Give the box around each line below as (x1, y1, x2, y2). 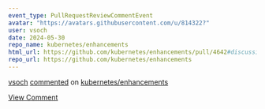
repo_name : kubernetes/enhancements (8, 41, 129, 49)
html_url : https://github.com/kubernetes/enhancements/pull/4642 (8, 48, 227, 56)
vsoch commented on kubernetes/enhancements (8, 77, 169, 87)
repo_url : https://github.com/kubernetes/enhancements (8, 56, 192, 64)
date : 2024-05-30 (8, 33, 65, 42)
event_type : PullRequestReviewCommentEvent (8, 11, 154, 20)
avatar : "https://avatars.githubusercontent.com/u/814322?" (8, 19, 211, 27)
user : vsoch (8, 26, 47, 34)
